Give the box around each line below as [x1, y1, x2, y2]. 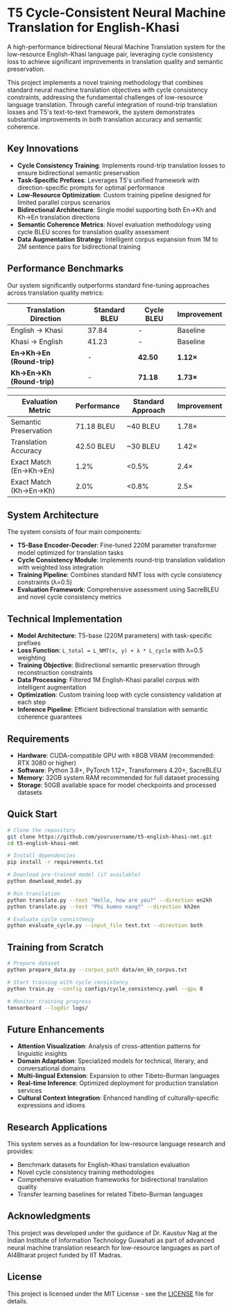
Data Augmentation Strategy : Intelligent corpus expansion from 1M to [17, 235, 218, 243]
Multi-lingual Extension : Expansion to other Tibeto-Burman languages [17, 1072, 220, 1080]
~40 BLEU [126, 421, 160, 431]
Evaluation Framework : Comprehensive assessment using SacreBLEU [17, 585, 220, 594]
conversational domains [17, 1064, 86, 1073]
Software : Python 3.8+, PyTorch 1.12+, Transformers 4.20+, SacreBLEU [17, 766, 222, 774]
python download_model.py [7, 878, 82, 885]
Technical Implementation [7, 613, 123, 625]
